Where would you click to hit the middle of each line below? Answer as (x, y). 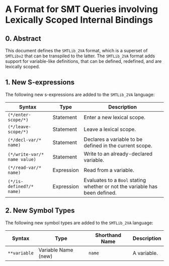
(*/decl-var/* (25, 140)
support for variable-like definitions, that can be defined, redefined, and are (83, 61)
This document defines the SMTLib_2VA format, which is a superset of (76, 51)
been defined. (100, 193)
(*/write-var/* (26, 154)
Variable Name (56, 250)
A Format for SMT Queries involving (82, 9)
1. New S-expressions (40, 82)
